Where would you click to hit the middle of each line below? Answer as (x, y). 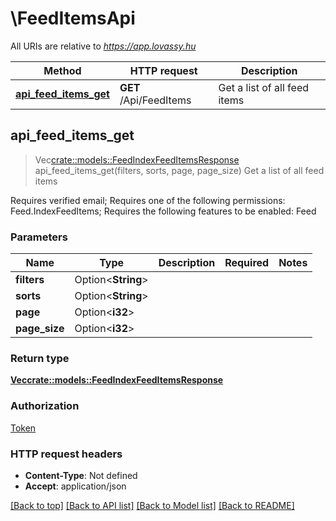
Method (62, 70)
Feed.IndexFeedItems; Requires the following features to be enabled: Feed (163, 211)
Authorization (45, 406)
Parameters (39, 237)
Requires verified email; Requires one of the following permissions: (148, 200)
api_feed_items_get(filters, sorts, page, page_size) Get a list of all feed (179, 170)
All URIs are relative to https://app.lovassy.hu (103, 46)
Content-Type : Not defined (81, 475)
